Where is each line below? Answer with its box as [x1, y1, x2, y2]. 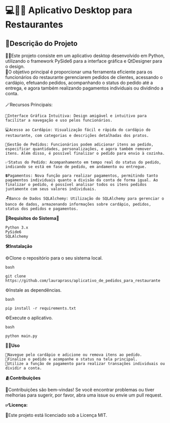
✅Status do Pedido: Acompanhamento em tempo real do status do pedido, [5, 160, 161, 165]
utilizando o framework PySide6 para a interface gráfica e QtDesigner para [5, 58, 162, 64]
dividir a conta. [5, 365, 42, 371]
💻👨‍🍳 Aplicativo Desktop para [5, 5, 132, 16]
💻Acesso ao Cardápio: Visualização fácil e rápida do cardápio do [5, 127, 151, 132]
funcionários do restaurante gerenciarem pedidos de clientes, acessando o [5, 74, 163, 80]
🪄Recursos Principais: [5, 102, 53, 107]
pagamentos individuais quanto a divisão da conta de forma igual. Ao [5, 178, 158, 183]
